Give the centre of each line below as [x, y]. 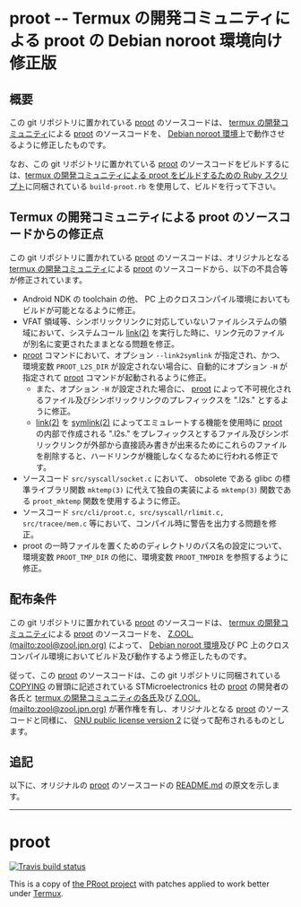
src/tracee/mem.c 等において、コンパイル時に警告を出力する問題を [146, 523]
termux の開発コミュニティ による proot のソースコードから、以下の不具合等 [149, 268]
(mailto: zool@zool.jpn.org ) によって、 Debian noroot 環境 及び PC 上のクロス [149, 645]
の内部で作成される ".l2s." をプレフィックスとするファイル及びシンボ [162, 433]
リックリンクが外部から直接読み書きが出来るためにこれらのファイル [161, 444]
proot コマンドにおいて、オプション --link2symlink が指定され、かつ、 [153, 354]
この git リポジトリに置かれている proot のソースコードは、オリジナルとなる [149, 257]
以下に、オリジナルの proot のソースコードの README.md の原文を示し [141, 785]
